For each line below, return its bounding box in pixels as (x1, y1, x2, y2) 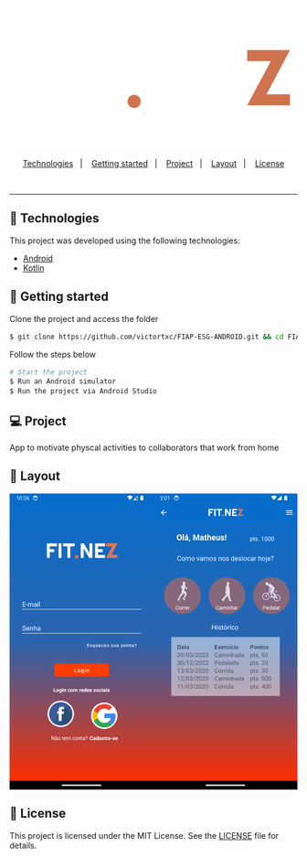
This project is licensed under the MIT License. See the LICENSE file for (9, 830, 280, 841)
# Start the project (9, 368, 89, 377)
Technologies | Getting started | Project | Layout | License (22, 158, 285, 168)
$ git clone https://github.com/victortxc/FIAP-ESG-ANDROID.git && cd (9, 332, 284, 341)
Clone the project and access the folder (9, 313, 159, 324)
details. (9, 840, 37, 851)
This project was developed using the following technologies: (9, 235, 240, 246)
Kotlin (22, 263, 45, 273)
